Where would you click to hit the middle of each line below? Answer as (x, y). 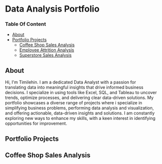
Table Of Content (25, 24)
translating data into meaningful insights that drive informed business (74, 87)
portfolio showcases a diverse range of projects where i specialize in (73, 103)
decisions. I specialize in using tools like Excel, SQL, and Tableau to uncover (81, 93)
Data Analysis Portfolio (52, 9)
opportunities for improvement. (36, 123)
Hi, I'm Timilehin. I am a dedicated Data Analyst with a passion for (71, 82)
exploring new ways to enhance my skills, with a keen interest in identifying (80, 118)
